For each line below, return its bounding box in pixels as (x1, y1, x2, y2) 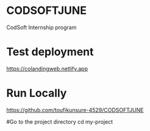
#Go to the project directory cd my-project (6, 118, 113, 125)
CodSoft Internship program (6, 24, 77, 31)
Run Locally (6, 86, 67, 100)
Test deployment (6, 45, 94, 59)
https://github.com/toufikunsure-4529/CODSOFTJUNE (6, 106, 144, 113)
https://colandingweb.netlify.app (6, 65, 88, 72)
